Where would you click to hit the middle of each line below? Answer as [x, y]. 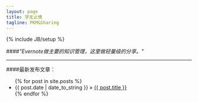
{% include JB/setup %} [35, 40]
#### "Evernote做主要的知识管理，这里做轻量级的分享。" [75, 51]
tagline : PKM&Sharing [33, 22]
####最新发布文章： [31, 70]
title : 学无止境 [24, 17]
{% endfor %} [32, 94]
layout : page [22, 11]
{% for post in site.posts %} [48, 81]
